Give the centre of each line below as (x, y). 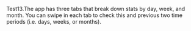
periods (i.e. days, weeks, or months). (54, 22)
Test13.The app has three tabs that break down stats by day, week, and (96, 9)
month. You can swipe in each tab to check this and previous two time (95, 15)
